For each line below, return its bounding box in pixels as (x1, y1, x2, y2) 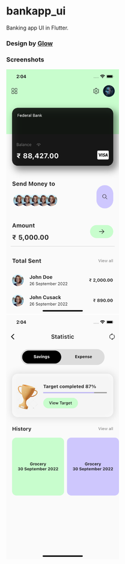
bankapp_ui (6, 4, 66, 18)
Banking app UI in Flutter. (6, 24, 69, 31)
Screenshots (6, 55, 44, 64)
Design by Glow (6, 39, 53, 48)
